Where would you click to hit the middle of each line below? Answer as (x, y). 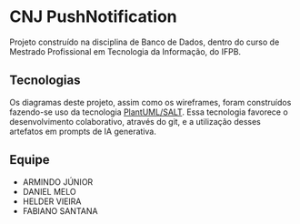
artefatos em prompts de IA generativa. (83, 131)
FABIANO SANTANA (60, 210)
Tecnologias (45, 81)
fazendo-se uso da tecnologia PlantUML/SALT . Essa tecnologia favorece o (149, 112)
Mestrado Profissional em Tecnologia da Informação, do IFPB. (125, 51)
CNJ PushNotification (93, 17)
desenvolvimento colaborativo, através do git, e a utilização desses (135, 121)
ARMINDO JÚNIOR (58, 182)
